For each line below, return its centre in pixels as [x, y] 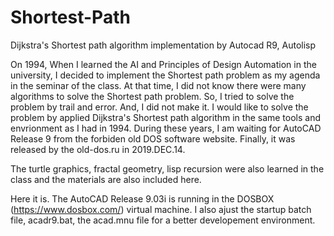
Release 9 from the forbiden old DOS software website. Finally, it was [153, 138]
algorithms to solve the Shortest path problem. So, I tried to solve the [152, 96]
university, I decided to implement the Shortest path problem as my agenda [165, 75]
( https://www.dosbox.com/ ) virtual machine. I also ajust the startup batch [161, 209]
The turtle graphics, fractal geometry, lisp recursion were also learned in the [167, 168]
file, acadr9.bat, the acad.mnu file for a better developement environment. [163, 220]
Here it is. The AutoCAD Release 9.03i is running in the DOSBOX [142, 198]
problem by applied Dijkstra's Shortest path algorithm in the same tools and [166, 117]
